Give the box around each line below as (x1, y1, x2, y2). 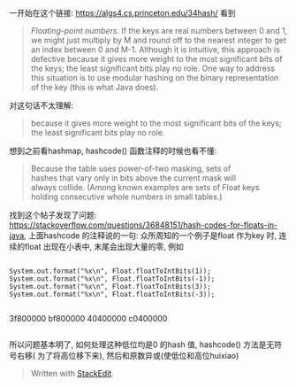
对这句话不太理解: (9, 100, 74, 111)
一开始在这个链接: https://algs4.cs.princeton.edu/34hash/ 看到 (9, 8, 236, 18)
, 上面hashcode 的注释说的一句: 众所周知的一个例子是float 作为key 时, (23, 230, 277, 241)
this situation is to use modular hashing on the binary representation (30, 73, 279, 82)
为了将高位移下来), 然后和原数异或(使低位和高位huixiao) (37, 351, 239, 360)
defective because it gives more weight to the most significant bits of (30, 54, 283, 64)
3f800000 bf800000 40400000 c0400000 (9, 313, 168, 323)
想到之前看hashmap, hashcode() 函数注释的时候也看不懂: (9, 145, 217, 156)
